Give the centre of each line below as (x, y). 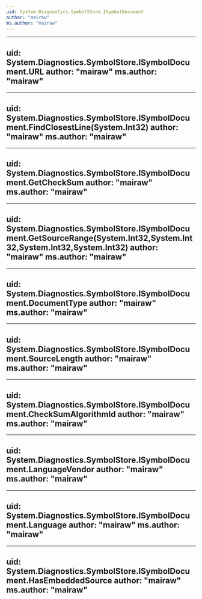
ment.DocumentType (47, 303)
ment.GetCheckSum (45, 183)
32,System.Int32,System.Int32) (67, 248)
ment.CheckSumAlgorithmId (61, 414)
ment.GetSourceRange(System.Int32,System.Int (99, 238)
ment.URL (25, 72)
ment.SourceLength (44, 358)
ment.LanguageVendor (50, 470)
